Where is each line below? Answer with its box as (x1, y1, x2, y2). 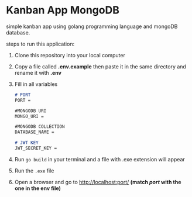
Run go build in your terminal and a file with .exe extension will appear (14, 155, 186, 163)
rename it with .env (14, 69, 61, 76)
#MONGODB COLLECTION (14, 124, 65, 130)
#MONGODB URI (14, 108, 47, 114)
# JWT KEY (14, 140, 39, 146)
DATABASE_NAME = (14, 129, 54, 135)
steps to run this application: (6, 40, 75, 47)
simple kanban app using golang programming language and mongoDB (6, 23, 178, 30)
